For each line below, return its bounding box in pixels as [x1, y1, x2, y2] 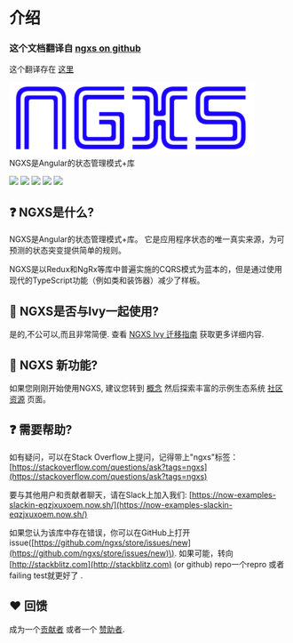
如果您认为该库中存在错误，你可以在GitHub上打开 [9, 526, 191, 538]
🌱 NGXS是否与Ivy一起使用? [9, 303, 160, 318]
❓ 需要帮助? [9, 422, 73, 438]
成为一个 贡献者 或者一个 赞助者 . [9, 623, 125, 634]
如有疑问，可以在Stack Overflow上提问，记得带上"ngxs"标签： [9, 451, 239, 462]
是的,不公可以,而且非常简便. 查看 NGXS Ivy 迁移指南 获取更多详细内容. [9, 329, 265, 340]
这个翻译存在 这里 [9, 64, 74, 75]
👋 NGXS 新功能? [9, 358, 98, 373]
